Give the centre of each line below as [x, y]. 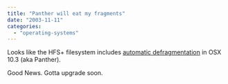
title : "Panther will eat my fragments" [67, 13]
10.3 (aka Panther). [34, 60]
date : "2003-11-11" [35, 20]
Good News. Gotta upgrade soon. [55, 73]
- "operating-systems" [46, 33]
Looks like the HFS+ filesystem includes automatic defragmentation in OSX [114, 52]
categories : [24, 26]
